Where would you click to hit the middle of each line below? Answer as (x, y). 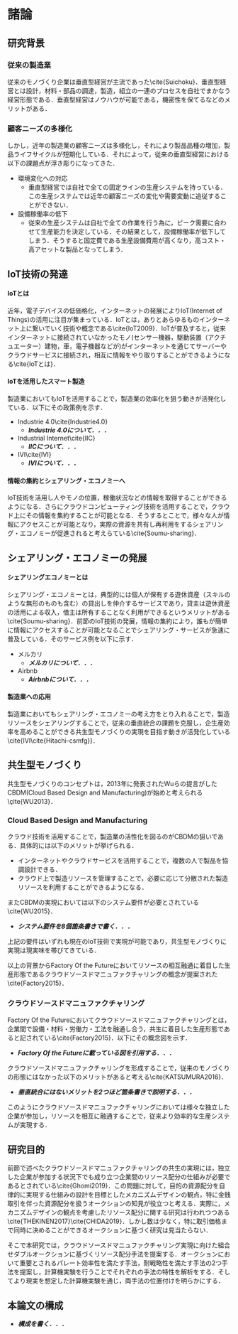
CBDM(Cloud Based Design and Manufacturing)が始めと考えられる (105, 792)
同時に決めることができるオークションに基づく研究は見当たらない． (113, 1230)
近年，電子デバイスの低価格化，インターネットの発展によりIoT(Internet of (115, 311)
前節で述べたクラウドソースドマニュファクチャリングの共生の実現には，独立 (119, 1168)
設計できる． (42, 870)
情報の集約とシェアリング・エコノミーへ (66, 480)
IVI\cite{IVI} (34, 454)
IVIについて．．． (54, 463)
